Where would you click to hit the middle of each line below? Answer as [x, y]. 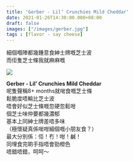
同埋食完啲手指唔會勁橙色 [38, 144]
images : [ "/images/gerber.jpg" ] [47, 29]
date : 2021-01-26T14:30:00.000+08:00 [54, 18]
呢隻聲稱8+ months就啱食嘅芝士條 [49, 91]
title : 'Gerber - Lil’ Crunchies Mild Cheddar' [68, 12]
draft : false [23, 23]
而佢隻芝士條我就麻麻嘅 [36, 60]
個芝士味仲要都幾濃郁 [33, 114]
